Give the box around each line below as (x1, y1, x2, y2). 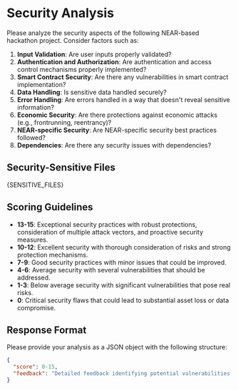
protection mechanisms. (16, 250, 88, 259)
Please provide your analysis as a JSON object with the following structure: (6, 343, 227, 351)
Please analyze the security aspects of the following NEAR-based (6, 29, 200, 37)
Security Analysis (6, 5, 115, 21)
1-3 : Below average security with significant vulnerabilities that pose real (16, 280, 231, 289)
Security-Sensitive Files (6, 162, 115, 174)
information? (16, 103, 55, 111)
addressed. (16, 273, 51, 282)
